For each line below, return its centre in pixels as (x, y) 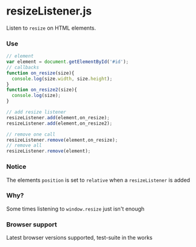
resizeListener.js (49, 11)
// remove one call (31, 134)
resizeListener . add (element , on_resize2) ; (59, 123)
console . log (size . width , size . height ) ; (62, 79)
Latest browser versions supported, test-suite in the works (79, 238)
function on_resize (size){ (40, 73)
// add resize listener (36, 112)
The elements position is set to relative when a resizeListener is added (98, 180)
